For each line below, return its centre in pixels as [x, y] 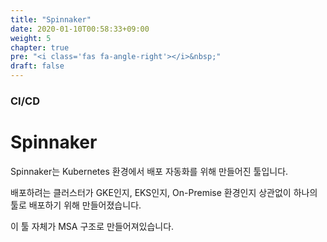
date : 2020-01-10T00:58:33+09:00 [80, 29]
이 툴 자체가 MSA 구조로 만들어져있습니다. [92, 226]
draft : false [37, 66]
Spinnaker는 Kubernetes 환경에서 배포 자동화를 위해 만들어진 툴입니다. [149, 171]
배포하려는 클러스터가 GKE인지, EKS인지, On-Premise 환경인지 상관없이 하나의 [164, 192]
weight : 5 [31, 38]
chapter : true [40, 47]
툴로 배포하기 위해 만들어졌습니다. [76, 205]
